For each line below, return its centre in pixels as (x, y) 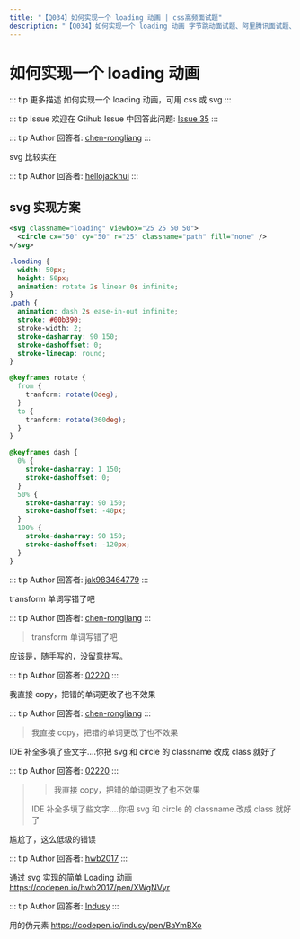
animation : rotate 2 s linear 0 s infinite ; (98, 287)
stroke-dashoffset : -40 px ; (76, 511)
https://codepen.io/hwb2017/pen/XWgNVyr (90, 887)
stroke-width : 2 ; (50, 328)
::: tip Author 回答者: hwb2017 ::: (69, 858)
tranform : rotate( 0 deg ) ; (72, 394)
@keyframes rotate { (48, 378)
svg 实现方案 (45, 207)
